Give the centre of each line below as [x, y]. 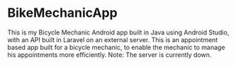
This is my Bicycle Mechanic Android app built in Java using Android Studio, [118, 32]
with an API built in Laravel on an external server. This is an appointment [113, 39]
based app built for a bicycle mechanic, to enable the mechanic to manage [116, 47]
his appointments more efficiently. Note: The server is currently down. [109, 55]
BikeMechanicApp [63, 13]
